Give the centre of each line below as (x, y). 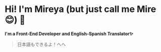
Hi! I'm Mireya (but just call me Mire (80, 9)
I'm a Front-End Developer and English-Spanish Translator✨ (69, 33)
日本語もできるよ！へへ (41, 44)
